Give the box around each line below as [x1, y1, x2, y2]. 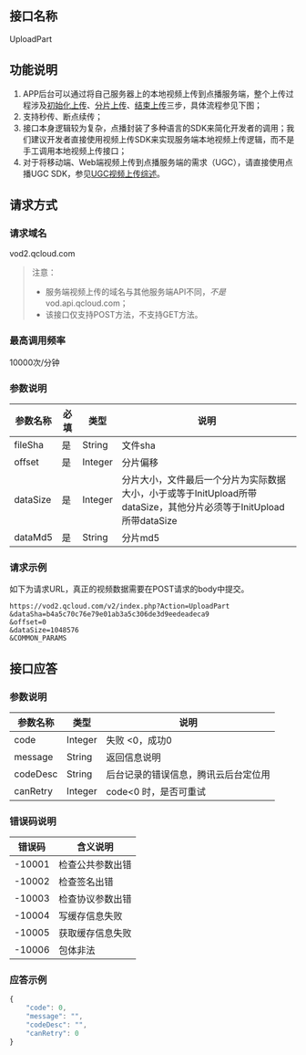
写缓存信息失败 [58, 910, 123, 923]
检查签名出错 [58, 875, 114, 888]
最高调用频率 [9, 334, 66, 347]
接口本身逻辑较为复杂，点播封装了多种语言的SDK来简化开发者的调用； [22, 122, 287, 133]
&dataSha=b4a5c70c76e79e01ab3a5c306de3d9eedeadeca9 [9, 610, 209, 619]
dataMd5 [14, 530, 53, 543]
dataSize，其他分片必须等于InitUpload [121, 500, 285, 513]
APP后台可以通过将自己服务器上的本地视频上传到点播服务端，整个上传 [22, 88, 287, 99]
